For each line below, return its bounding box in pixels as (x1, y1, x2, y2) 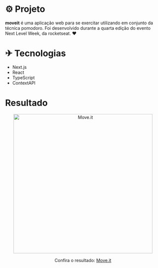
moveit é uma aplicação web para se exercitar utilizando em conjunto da (5, 20, 153, 26)
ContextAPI (12, 80, 36, 86)
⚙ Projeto (5, 3, 45, 15)
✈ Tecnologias (5, 48, 66, 59)
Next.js (12, 64, 27, 70)
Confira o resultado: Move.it (54, 257, 112, 263)
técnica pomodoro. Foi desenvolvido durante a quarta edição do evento (5, 25, 151, 31)
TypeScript (12, 74, 35, 80)
